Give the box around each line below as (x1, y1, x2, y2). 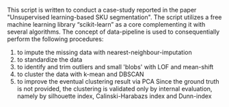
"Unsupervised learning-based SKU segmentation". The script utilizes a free (7, 13, 222, 21)
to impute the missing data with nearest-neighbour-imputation (16, 48, 193, 56)
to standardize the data (16, 56, 83, 64)
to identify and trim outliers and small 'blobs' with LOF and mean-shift (16, 63, 214, 71)
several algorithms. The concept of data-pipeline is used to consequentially (7, 27, 220, 36)
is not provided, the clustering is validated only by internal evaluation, (16, 85, 213, 93)
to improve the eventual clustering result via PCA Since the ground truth (16, 78, 220, 85)
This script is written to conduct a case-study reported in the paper (7, 6, 197, 14)
